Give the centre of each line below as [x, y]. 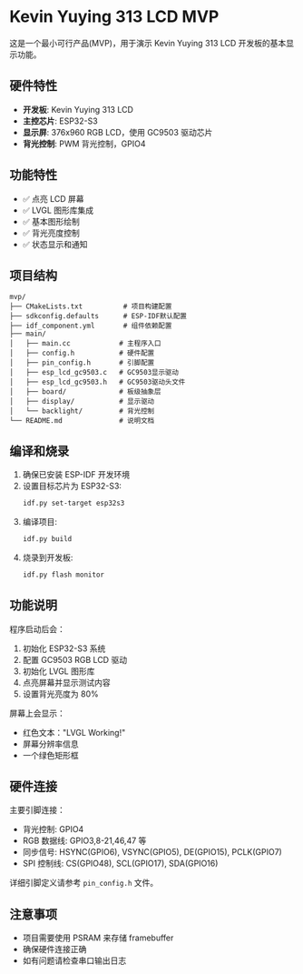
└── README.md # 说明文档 [82, 421]
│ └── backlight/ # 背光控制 [82, 411]
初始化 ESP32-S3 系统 [64, 648]
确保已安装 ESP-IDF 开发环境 [76, 475]
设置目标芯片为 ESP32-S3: [72, 486]
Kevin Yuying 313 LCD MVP [114, 17]
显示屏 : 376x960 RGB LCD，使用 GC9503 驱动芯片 [117, 132]
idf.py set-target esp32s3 [73, 503]
